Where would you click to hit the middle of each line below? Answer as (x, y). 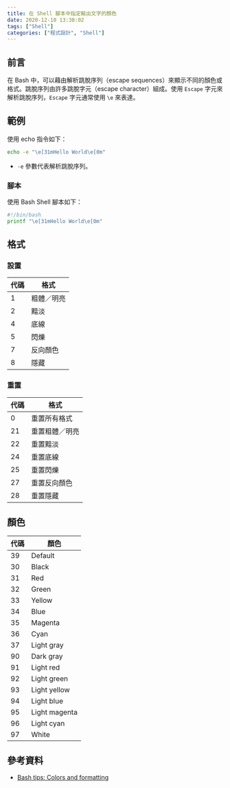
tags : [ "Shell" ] (30, 26)
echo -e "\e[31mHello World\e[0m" (57, 152)
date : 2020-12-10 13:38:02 (46, 20)
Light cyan (48, 723)
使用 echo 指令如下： (37, 139)
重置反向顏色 (52, 482)
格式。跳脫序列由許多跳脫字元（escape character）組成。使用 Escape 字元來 (115, 89)
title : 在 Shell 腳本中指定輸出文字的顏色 (62, 13)
